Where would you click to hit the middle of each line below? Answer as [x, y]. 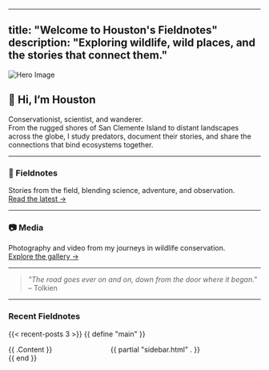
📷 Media [26, 227]
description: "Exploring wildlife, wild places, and [132, 43]
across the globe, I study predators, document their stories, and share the [130, 136]
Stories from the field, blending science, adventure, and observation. [122, 190]
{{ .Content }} [30, 349]
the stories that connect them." [88, 56]
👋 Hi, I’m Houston [52, 100]
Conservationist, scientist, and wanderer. [76, 119]
